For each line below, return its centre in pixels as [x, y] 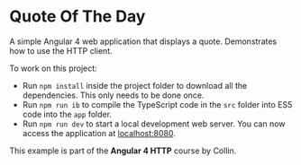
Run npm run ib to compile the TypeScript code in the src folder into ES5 [157, 104]
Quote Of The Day [78, 17]
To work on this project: [53, 68]
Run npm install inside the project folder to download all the [135, 85]
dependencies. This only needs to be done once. [113, 95]
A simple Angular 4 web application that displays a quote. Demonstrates [143, 41]
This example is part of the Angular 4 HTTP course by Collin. [123, 151]
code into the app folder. [67, 114]
